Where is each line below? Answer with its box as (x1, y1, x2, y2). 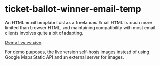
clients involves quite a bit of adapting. (5, 30, 84, 36)
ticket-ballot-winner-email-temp (5, 3, 141, 15)
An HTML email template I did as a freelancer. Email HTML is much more (5, 20, 152, 25)
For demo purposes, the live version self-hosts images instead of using (5, 49, 149, 55)
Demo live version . (5, 39, 43, 45)
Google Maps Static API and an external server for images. (5, 54, 124, 60)
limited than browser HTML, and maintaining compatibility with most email (5, 24, 156, 30)
